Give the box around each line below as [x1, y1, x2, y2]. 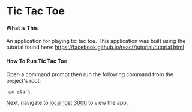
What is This [6, 24, 38, 31]
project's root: [6, 77, 41, 84]
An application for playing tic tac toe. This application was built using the [6, 38, 186, 45]
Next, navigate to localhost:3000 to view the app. [6, 99, 128, 107]
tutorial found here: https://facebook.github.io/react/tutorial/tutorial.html [6, 43, 184, 51]
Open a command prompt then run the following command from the [6, 70, 174, 78]
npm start [6, 88, 31, 95]
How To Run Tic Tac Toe [6, 57, 68, 64]
